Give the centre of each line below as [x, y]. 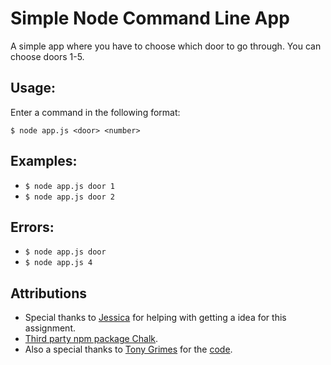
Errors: [32, 227]
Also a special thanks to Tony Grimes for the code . [128, 349]
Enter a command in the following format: [95, 112]
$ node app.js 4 [58, 263]
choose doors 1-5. [47, 56]
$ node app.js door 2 [69, 197]
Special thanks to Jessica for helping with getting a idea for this [155, 318]
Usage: [33, 88]
